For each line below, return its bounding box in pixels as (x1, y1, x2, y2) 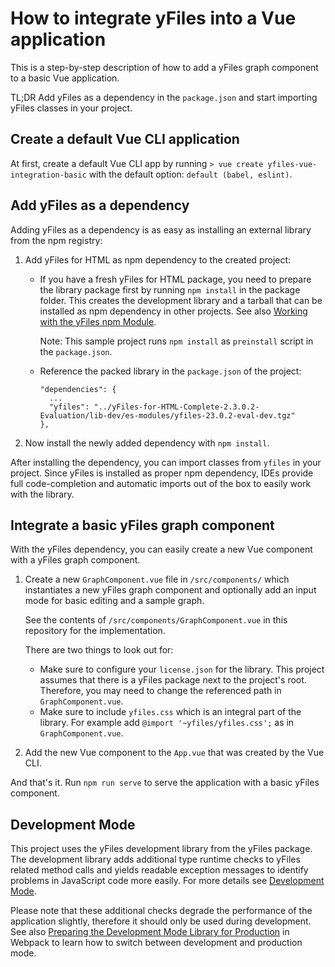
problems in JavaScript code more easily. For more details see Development (10, 875, 325, 887)
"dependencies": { (39, 384, 117, 394)
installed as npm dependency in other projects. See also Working (39, 305, 308, 317)
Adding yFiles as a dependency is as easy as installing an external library (10, 223, 312, 236)
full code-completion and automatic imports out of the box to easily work (10, 477, 312, 489)
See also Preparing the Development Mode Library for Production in (10, 926, 290, 938)
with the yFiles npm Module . (39, 315, 157, 327)
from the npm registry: (10, 234, 103, 246)
